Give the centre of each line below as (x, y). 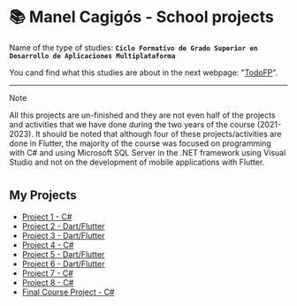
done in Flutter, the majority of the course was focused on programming (140, 143)
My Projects (43, 195)
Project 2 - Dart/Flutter (63, 226)
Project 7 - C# (47, 273)
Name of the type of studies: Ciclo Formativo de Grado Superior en (133, 47)
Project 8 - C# (48, 282)
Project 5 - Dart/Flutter (63, 254)
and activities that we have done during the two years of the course (132, 124)
